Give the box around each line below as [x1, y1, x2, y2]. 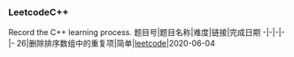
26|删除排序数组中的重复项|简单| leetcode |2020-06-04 [16, 38, 216, 49]
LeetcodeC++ [8, 6, 69, 18]
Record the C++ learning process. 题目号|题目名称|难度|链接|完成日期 [8, 27, 261, 38]
